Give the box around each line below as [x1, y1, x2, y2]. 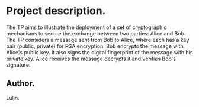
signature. [6, 61, 31, 69]
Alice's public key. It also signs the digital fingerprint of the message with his [6, 48, 193, 56]
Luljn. [6, 94, 20, 101]
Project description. [6, 4, 106, 18]
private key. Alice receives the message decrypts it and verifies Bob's [6, 55, 176, 62]
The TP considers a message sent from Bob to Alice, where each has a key [6, 36, 190, 43]
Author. [6, 79, 35, 89]
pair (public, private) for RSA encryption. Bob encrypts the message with [6, 43, 184, 50]
